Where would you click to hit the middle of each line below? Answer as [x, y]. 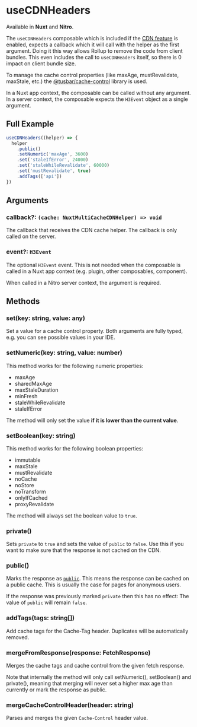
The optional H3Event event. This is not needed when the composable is [93, 265]
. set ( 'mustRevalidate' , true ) [54, 171]
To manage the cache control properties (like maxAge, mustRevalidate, [93, 75]
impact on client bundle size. [41, 64]
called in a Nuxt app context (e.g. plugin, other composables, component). [97, 271]
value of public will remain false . [47, 602]
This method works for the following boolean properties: [75, 448]
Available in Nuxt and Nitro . [40, 27]
